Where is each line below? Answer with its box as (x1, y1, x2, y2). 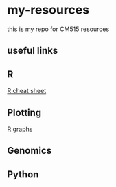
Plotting (7, 106, 42, 119)
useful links (7, 45, 58, 57)
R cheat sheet (7, 87, 47, 95)
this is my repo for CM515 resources (7, 25, 110, 33)
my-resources (7, 2, 90, 18)
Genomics (7, 145, 52, 157)
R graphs (7, 125, 33, 133)
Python (7, 168, 39, 180)
